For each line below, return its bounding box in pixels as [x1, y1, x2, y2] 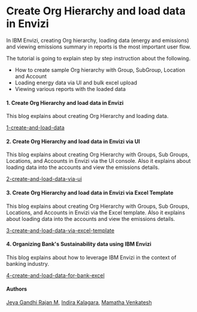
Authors [6, 286, 28, 293]
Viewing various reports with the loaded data [14, 85, 126, 92]
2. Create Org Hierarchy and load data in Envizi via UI [6, 138, 140, 145]
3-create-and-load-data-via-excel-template [6, 226, 115, 234]
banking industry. [6, 260, 49, 267]
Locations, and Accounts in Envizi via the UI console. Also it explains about [6, 157, 191, 165]
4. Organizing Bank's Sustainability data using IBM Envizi [6, 241, 151, 248]
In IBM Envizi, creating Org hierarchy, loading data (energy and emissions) [6, 37, 190, 44]
